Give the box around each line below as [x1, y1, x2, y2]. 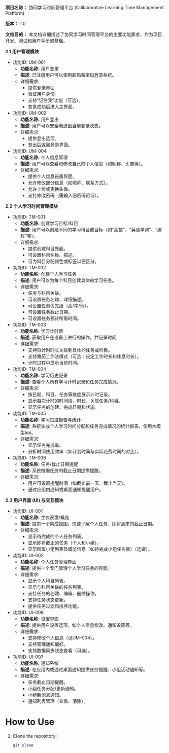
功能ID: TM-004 [12, 366, 47, 372]
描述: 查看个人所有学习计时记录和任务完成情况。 [20, 379, 121, 384]
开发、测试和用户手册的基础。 [5, 38, 67, 44]
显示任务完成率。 [27, 442, 64, 448]
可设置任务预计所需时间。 [27, 315, 82, 321]
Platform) [5, 10, 25, 16]
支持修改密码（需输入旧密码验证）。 [27, 192, 102, 198]
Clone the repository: [12, 733, 57, 739]
